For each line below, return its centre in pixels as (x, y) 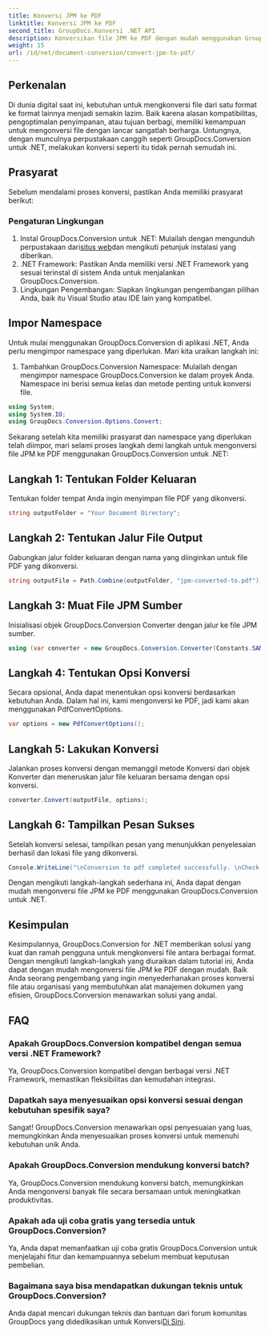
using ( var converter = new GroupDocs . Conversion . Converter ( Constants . (130, 648)
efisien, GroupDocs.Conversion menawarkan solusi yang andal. (113, 995)
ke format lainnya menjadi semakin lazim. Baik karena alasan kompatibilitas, (133, 113)
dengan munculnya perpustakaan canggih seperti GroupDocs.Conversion (130, 139)
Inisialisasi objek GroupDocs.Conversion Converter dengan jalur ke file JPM (133, 625)
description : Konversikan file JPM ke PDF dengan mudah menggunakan (125, 38)
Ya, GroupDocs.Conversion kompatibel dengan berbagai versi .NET (119, 1070)
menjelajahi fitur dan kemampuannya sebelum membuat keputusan (119, 1256)
